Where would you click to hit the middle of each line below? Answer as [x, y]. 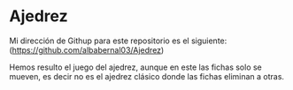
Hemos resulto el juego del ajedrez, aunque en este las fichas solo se [136, 67]
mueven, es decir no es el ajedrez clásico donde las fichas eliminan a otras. [147, 76]
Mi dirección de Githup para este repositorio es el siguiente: [118, 41]
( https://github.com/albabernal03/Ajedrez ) [87, 49]
